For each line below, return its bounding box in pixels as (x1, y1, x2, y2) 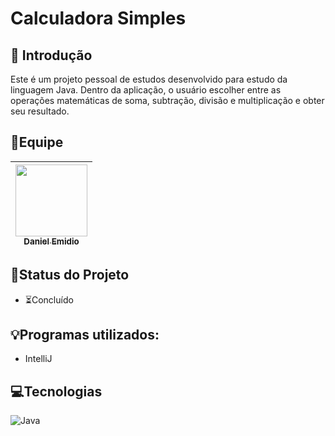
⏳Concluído (24, 293, 74, 306)
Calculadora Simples (10, 7, 187, 30)
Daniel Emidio (23, 235, 80, 247)
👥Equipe (10, 134, 64, 151)
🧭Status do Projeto (10, 267, 130, 284)
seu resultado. (10, 105, 70, 117)
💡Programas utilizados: (10, 327, 160, 344)
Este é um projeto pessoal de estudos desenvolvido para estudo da (10, 73, 288, 85)
